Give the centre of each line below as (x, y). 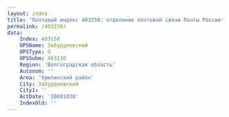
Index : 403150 (40, 39)
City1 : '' (34, 90)
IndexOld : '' (38, 103)
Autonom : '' (37, 71)
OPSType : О (35, 52)
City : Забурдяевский (49, 84)
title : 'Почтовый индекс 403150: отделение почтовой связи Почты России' (116, 20)
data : (15, 33)
